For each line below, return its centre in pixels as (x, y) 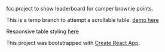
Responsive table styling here (43, 31)
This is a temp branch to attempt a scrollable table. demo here (83, 20)
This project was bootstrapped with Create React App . (73, 43)
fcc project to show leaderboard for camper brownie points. (80, 9)
